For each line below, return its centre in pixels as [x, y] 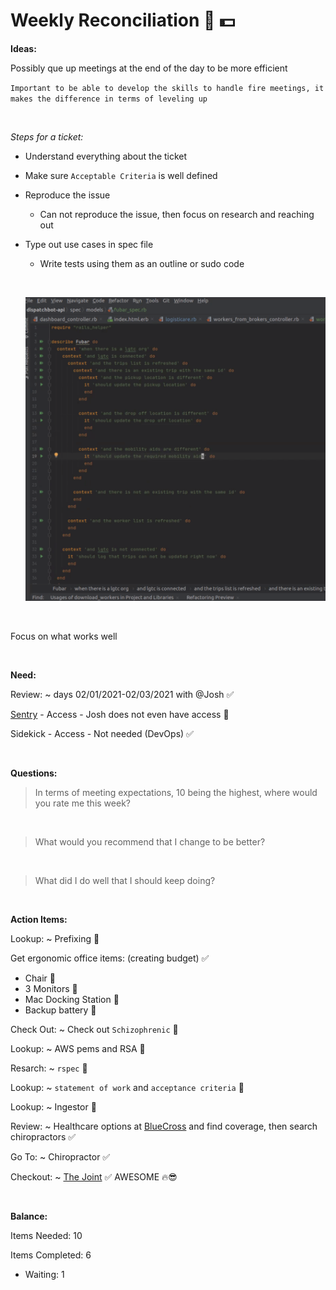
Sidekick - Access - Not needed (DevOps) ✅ [102, 734]
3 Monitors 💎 [51, 989]
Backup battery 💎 [60, 1010]
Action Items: [39, 920]
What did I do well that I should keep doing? [125, 881]
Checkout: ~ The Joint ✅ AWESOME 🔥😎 [94, 1177]
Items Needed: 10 [46, 1236]
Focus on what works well [64, 636]
